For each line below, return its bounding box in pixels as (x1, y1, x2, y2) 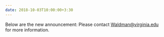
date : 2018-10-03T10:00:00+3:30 (5, 7, 73, 13)
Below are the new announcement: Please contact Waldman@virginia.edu (5, 21, 159, 27)
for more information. (5, 26, 49, 33)
